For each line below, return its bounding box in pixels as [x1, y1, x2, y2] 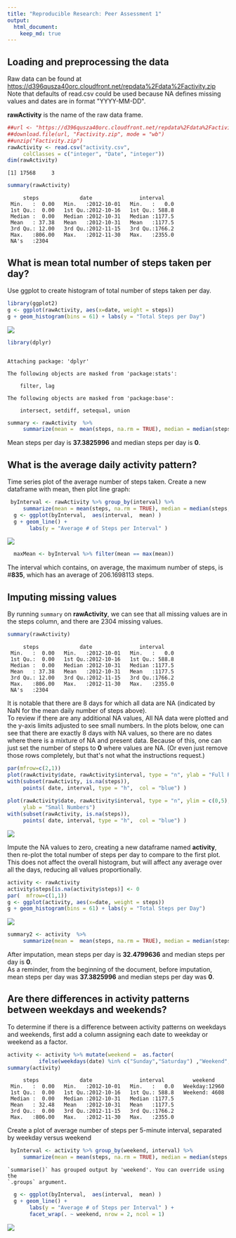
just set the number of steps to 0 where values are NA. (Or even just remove [7, 744, 228, 752]
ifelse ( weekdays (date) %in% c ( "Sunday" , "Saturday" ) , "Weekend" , [38, 1057, 231, 1065]
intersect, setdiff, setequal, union [20, 407, 131, 414]
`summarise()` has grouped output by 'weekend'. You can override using [7, 1166, 225, 1174]
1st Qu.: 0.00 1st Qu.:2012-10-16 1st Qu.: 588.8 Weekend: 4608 [10, 1089, 225, 1097]
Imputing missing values [7, 591, 117, 603]
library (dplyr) [7, 339, 52, 346]
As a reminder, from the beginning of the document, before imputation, [7, 965, 212, 974]
